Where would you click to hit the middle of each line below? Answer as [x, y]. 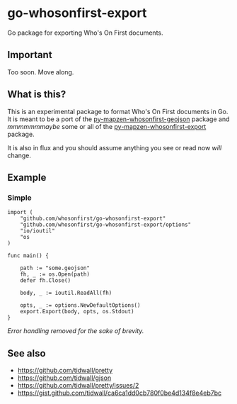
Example [27, 178]
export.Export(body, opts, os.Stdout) [77, 312]
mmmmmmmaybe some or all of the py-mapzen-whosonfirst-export [107, 126]
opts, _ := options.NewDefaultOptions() [80, 305]
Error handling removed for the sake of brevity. [76, 331]
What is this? [37, 95]
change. [19, 155]
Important [30, 55]
